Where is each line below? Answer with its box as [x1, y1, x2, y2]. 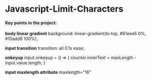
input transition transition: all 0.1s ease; [5, 45, 84, 51]
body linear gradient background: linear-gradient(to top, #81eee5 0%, [5, 31, 147, 37]
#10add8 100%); [5, 36, 38, 42]
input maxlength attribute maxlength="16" [5, 69, 92, 75]
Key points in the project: [5, 20, 57, 25]
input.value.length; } [5, 60, 46, 66]
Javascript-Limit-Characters [5, 3, 124, 15]
